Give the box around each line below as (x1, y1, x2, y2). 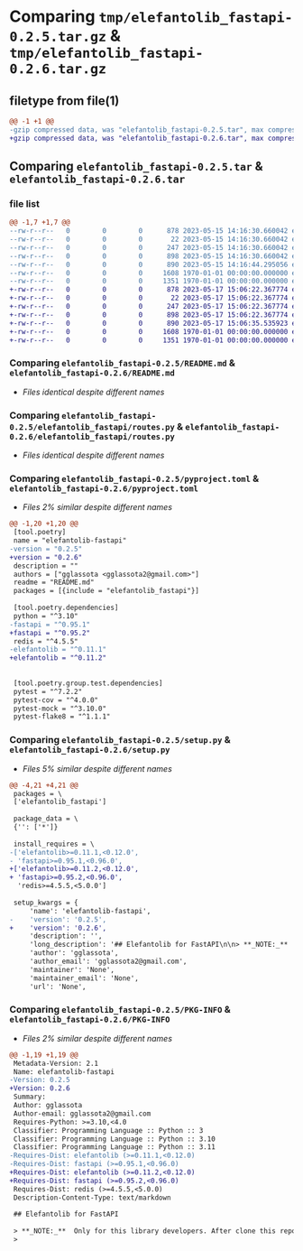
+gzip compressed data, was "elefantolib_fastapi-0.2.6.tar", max (9, 134, 264, 143)
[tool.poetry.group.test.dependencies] (13, 679, 164, 688)
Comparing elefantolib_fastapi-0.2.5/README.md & (9, 357, 236, 369)
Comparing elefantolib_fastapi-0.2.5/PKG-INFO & (9, 1004, 232, 1016)
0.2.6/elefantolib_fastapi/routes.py (9, 431, 176, 441)
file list (9, 197, 41, 209)
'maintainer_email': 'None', (29, 973, 140, 983)
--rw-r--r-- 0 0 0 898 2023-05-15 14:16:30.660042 (9, 251, 289, 261)
